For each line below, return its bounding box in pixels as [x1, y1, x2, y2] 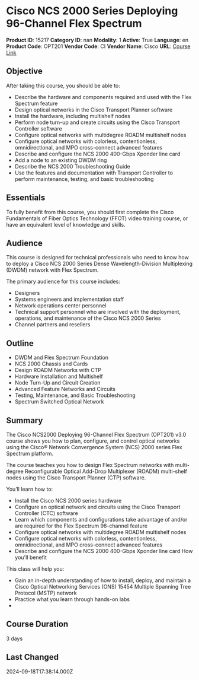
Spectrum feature [14, 100, 58, 107]
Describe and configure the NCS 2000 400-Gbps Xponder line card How [14, 548, 193, 554]
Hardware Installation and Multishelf [14, 373, 103, 380]
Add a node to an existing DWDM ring [14, 156, 107, 164]
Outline [6, 338, 34, 348]
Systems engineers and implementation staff [14, 295, 124, 303]
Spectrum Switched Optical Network [14, 398, 104, 405]
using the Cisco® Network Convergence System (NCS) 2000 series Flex [6, 444, 182, 450]
